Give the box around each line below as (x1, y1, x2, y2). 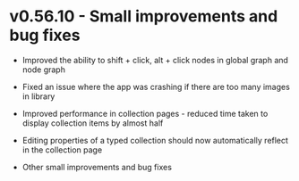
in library (21, 91, 56, 102)
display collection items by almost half (21, 118, 164, 128)
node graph (21, 64, 65, 75)
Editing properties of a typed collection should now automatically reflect (21, 135, 289, 145)
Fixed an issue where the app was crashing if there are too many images (21, 81, 291, 92)
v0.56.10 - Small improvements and (9, 6, 278, 27)
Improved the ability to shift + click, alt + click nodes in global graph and (21, 54, 289, 65)
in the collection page (21, 144, 103, 155)
